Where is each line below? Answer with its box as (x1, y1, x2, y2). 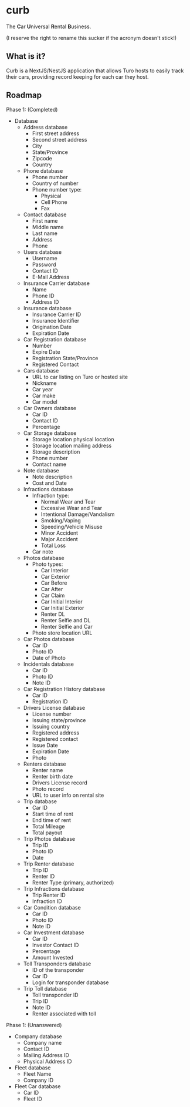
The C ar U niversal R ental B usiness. (6, 23, 91, 30)
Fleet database (14, 1064, 51, 1071)
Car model (32, 398, 57, 405)
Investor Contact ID (32, 941, 79, 948)
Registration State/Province (32, 354, 99, 361)
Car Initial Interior (40, 598, 83, 605)
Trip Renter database (23, 860, 74, 867)
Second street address (32, 136, 87, 143)
